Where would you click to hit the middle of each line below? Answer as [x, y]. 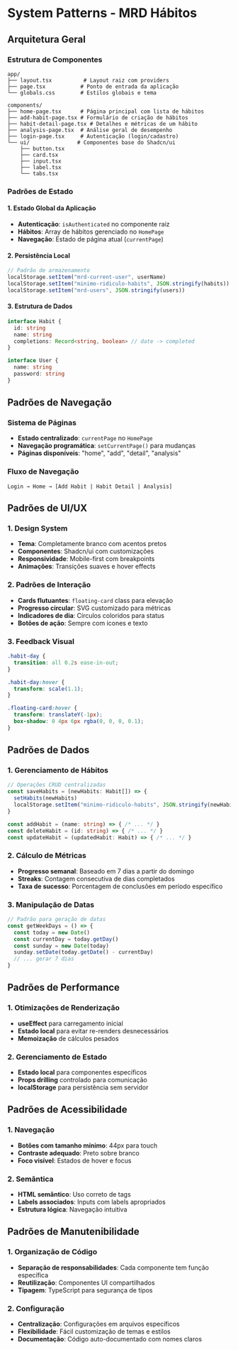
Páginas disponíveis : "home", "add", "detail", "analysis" [99, 453]
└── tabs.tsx [39, 173]
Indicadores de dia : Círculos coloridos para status [91, 615]
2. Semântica [30, 1179]
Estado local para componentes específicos [82, 1072]
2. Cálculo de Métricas [47, 856]
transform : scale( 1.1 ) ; [49, 689]
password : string [39, 374]
